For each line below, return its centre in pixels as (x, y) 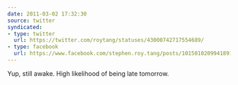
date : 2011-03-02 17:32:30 (47, 14)
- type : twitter (31, 34)
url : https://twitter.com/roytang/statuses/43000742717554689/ (109, 40)
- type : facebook (33, 47)
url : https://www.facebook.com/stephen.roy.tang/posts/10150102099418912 (125, 54)
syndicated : (25, 27)
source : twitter (31, 21)
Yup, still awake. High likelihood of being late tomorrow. (88, 73)
